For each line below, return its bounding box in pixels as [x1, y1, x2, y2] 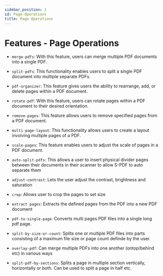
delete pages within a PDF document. [11, 88, 88, 94]
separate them [11, 167, 41, 173]
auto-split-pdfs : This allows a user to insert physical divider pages [11, 157, 149, 163]
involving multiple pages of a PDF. [11, 133, 81, 138]
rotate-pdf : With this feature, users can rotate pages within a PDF [11, 98, 146, 104]
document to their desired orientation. [11, 103, 89, 109]
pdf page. [11, 221, 32, 227]
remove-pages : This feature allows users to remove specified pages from [11, 112, 158, 118]
